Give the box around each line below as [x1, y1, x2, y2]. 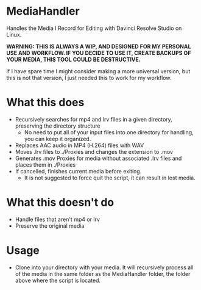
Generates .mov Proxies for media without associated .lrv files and [15, 154, 182, 162]
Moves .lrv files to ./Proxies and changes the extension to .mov [15, 148, 174, 155]
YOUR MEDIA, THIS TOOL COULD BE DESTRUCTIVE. [6, 56, 141, 63]
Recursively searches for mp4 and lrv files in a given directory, [15, 115, 172, 123]
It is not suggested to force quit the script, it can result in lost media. [24, 174, 196, 181]
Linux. [6, 31, 22, 38]
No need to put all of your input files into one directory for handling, [24, 128, 194, 136]
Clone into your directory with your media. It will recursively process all [15, 264, 194, 271]
